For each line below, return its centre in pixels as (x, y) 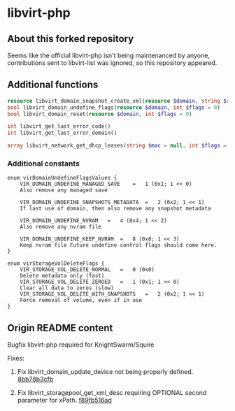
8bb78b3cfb (35, 380)
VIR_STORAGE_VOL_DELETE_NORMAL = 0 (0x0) (87, 270)
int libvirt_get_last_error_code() (59, 127)
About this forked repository (71, 39)
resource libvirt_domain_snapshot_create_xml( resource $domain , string (114, 101)
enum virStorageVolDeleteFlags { (56, 264)
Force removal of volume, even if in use (81, 301)
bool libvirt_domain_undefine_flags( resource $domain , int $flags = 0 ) (114, 107)
